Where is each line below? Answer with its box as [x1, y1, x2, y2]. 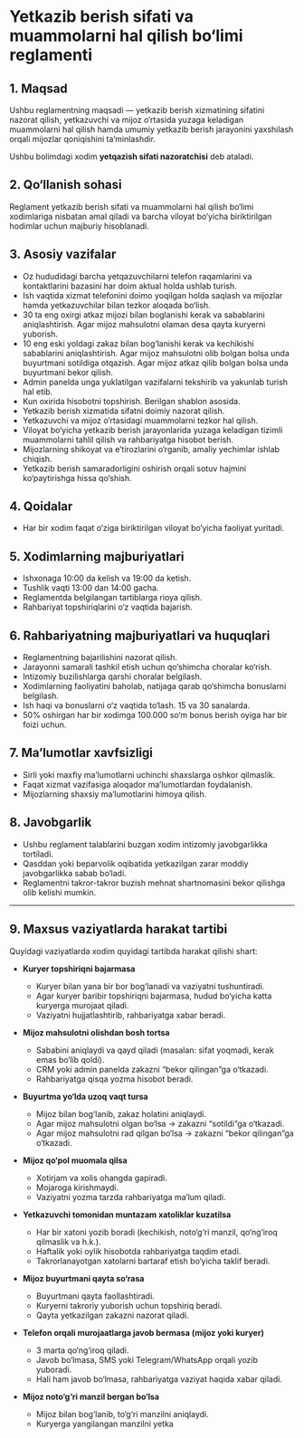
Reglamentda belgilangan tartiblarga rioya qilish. [22, 592, 203, 603]
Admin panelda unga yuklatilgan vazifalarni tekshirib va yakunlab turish [22, 376, 288, 387]
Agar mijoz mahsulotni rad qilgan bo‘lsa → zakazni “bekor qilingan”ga [35, 1128, 294, 1139]
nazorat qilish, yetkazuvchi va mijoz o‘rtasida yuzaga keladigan [9, 115, 244, 125]
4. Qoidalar [9, 499, 73, 515]
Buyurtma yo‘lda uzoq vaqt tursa [22, 1091, 148, 1102]
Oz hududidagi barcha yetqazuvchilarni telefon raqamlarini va [22, 270, 252, 281]
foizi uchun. [22, 719, 67, 730]
